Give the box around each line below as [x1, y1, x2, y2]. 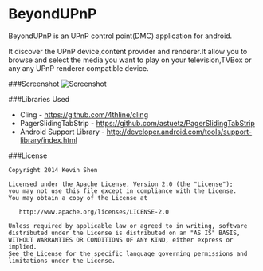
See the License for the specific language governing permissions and [8, 249, 248, 257]
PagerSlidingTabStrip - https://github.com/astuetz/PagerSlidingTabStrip [19, 118, 255, 128]
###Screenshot [8, 79, 60, 88]
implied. [8, 242, 37, 251]
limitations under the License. [8, 257, 116, 265]
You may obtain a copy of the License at [8, 194, 148, 202]
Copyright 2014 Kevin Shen [8, 166, 98, 174]
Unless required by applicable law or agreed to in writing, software [8, 222, 248, 230]
